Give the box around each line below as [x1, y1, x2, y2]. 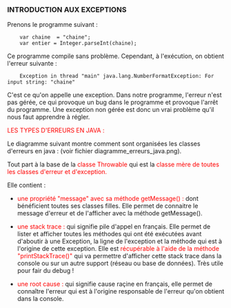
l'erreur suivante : [7, 59, 57, 68]
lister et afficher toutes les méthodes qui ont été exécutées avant [17, 230, 202, 238]
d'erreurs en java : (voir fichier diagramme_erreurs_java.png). [7, 147, 182, 155]
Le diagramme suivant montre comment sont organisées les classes [7, 139, 201, 148]
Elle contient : [7, 181, 46, 189]
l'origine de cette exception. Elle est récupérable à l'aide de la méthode [17, 244, 219, 253]
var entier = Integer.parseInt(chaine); [19, 40, 137, 47]
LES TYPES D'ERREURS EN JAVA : [7, 126, 105, 135]
